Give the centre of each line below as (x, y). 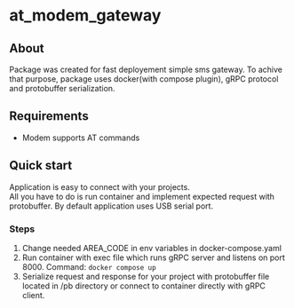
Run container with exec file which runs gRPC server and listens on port (154, 257)
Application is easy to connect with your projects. (100, 186)
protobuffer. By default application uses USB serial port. (111, 206)
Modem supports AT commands (81, 138)
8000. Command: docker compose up (89, 266)
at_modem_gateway (85, 16)
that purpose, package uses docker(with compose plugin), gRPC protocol (144, 79)
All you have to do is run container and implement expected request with (142, 196)
